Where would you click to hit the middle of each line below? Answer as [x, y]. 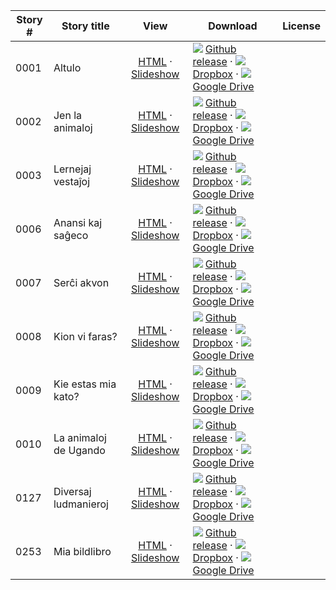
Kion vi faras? [85, 336]
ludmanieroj [81, 504]
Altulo [67, 67]
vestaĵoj [72, 181]
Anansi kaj [78, 222]
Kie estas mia [85, 384]
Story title [85, 26]
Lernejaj [72, 169]
